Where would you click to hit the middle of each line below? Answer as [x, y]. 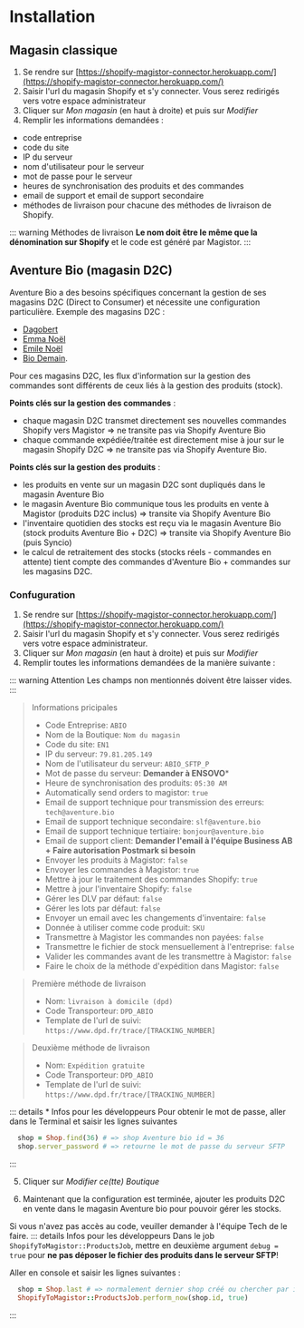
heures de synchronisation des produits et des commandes [133, 186]
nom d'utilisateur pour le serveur [83, 166]
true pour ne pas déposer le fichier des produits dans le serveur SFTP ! [144, 1255]
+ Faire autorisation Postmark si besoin [120, 851]
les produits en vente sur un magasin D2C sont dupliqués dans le [144, 484]
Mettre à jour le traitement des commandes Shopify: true [151, 879]
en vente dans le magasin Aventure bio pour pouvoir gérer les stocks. [152, 1208]
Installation [52, 17]
